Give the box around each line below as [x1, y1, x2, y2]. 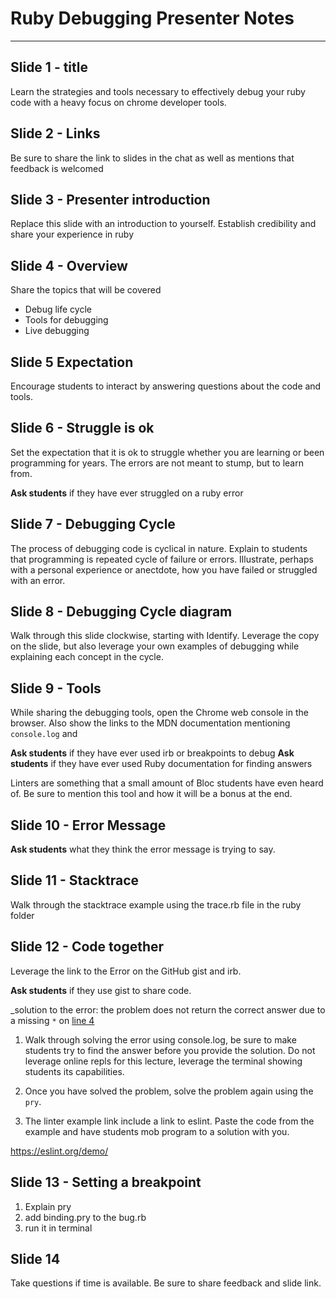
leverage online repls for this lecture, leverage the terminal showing [24, 1055, 303, 1067]
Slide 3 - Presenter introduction [10, 191, 211, 208]
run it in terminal [24, 1222, 93, 1234]
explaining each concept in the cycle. [10, 651, 164, 663]
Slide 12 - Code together [10, 938, 165, 956]
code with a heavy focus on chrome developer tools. [10, 96, 227, 108]
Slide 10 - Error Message [10, 817, 167, 834]
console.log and [10, 728, 78, 740]
